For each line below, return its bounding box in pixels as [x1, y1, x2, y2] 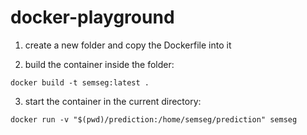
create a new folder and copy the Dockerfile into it [24, 39, 232, 51]
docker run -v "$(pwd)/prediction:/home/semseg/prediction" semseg [10, 114, 298, 125]
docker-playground [10, 6, 175, 29]
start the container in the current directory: [24, 95, 202, 107]
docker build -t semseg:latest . [10, 77, 150, 88]
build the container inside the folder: [24, 58, 175, 70]
